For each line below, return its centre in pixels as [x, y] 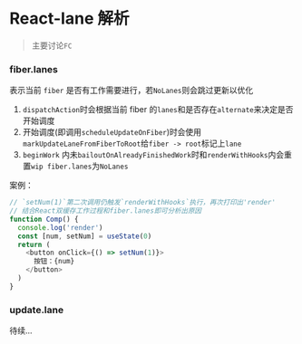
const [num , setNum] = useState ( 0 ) [85, 236]
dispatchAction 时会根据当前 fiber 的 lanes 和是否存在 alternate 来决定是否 [158, 110]
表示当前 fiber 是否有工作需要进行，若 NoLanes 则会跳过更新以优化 [132, 91]
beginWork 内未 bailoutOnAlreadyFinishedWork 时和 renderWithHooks [146, 155]
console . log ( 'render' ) [60, 227]
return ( [34, 244]
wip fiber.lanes [61, 167]
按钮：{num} [54, 262]
